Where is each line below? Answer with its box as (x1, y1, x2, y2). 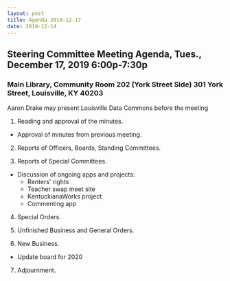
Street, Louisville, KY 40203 (7, 88, 104, 98)
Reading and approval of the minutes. (16, 117, 124, 126)
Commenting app (27, 200, 77, 208)
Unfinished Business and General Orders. (16, 226, 135, 234)
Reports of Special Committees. (16, 157, 108, 166)
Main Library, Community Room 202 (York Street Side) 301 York (7, 80, 224, 89)
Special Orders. (16, 213, 62, 221)
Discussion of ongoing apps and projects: (16, 170, 135, 179)
